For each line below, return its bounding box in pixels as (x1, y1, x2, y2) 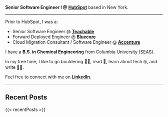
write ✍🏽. (5, 64, 24, 70)
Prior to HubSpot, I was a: (5, 19, 58, 25)
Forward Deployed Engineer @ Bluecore (12, 34, 96, 40)
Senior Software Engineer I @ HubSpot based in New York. (5, 5, 128, 10)
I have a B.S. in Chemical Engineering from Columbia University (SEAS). (5, 49, 155, 55)
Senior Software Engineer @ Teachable (12, 29, 94, 34)
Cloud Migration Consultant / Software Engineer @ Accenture (12, 39, 140, 45)
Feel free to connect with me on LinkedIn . (5, 74, 91, 80)
